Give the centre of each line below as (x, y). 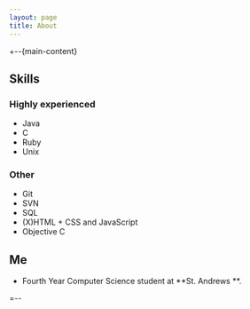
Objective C (43, 232)
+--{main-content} (43, 51)
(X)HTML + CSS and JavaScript (80, 222)
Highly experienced (52, 104)
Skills (24, 79)
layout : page (33, 17)
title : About (33, 26)
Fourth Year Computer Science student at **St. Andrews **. (132, 281)
